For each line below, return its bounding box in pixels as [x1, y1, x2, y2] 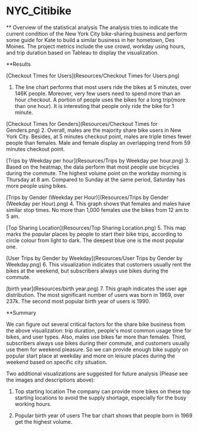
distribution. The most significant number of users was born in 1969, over [6, 291, 185, 298]
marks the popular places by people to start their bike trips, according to [6, 230, 183, 237]
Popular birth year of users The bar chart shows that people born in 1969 [14, 411, 193, 419]
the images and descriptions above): [6, 376, 95, 384]
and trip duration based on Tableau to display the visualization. [6, 49, 159, 56]
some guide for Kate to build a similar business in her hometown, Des [6, 36, 175, 43]
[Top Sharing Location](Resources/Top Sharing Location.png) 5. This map [6, 224, 186, 231]
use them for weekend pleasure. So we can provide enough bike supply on [6, 346, 189, 353]
